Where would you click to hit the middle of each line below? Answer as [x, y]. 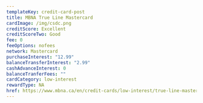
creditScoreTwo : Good [34, 35]
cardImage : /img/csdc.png [39, 23]
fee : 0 [14, 40]
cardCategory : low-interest [42, 79]
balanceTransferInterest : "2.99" [48, 62]
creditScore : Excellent [36, 29]
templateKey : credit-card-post [46, 12]
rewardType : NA [25, 85]
